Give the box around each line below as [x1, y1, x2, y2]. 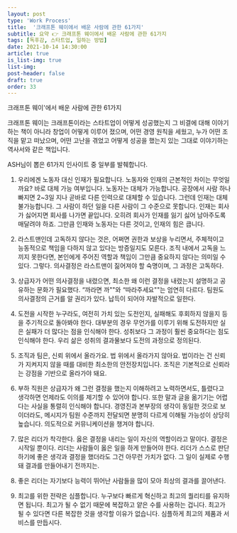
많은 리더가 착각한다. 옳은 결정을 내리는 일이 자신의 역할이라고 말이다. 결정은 [17, 435, 228, 443]
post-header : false [7, 70, 65, 77]
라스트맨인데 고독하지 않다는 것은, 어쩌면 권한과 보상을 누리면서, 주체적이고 [17, 235, 225, 244]
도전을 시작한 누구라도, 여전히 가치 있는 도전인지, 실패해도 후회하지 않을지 [17, 310, 221, 318]
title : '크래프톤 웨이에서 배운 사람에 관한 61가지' [7, 23, 144, 31]
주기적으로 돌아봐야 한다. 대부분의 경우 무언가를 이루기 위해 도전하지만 [25, 318, 219, 327]
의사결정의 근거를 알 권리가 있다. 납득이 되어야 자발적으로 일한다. [17, 294, 197, 303]
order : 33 [7, 83, 37, 90]
